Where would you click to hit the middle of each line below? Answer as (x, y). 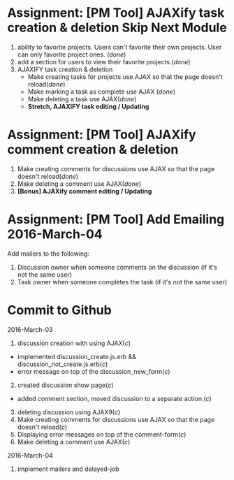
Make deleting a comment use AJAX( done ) (79, 184)
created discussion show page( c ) (65, 385)
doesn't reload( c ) (42, 427)
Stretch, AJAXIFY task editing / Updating (88, 106)
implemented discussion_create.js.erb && (77, 356)
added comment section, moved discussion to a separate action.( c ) (114, 398)
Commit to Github (59, 310)
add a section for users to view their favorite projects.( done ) (104, 61)
